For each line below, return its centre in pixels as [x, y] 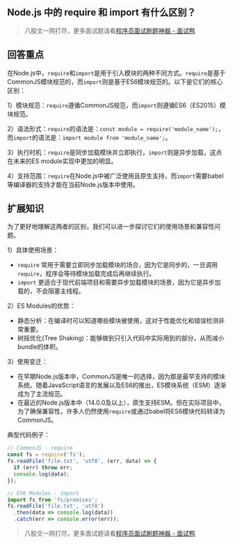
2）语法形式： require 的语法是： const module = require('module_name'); [113, 128]
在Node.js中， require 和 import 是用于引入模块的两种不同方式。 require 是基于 [116, 73]
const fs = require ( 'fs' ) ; [46, 455]
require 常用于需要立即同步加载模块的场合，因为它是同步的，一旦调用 [117, 265]
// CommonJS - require [40, 448]
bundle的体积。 [40, 347]
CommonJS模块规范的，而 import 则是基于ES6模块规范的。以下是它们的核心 [115, 82]
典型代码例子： [29, 435]
